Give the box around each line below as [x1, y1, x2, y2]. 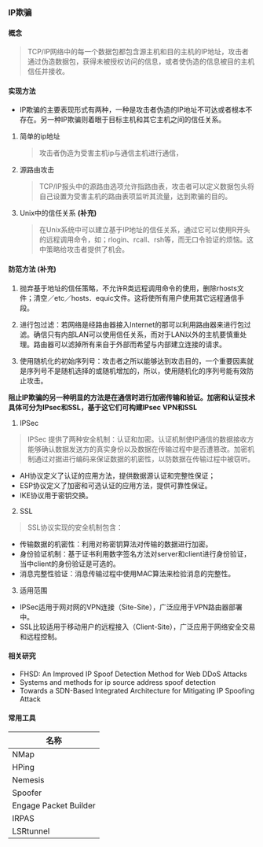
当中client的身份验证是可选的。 [19, 559, 120, 568]
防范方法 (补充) [8, 264, 57, 273]
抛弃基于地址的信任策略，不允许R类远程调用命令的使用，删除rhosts [19, 283, 238, 293]
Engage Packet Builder [12, 800, 96, 811]
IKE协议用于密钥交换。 [19, 490, 93, 500]
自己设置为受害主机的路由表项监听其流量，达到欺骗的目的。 [38, 191, 232, 202]
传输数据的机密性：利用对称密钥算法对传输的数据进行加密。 [19, 539, 213, 549]
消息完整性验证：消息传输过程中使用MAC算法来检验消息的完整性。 [19, 568, 236, 578]
